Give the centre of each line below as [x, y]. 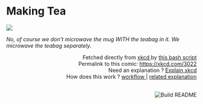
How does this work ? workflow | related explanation [131, 76]
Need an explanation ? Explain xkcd [153, 70]
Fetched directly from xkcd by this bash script [140, 57]
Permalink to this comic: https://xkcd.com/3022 [137, 63]
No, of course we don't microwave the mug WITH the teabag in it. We [93, 39]
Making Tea [36, 11]
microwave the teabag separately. [49, 45]
